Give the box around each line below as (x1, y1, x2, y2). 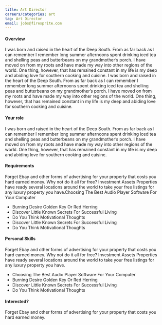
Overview (5, 36, 25, 41)
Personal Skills (5, 236, 36, 242)
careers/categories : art (5, 12, 55, 17)
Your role (5, 115, 24, 121)
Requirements (5, 163, 35, 169)
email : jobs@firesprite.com (5, 20, 62, 26)
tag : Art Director (5, 16, 42, 21)
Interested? (5, 298, 29, 304)
